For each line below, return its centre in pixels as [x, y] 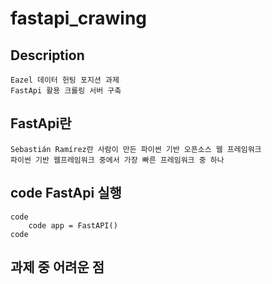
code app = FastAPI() [73, 225]
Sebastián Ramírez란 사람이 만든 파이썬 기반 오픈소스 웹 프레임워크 [136, 149]
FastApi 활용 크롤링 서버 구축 [66, 91]
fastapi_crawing [79, 18]
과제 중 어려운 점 [57, 267]
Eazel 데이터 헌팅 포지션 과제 [65, 80]
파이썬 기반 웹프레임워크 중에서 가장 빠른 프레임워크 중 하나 [117, 160]
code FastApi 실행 [66, 193]
